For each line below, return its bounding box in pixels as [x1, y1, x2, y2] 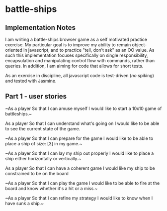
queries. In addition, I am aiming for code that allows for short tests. [5, 63, 144, 69]
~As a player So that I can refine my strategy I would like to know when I [5, 195, 153, 201]
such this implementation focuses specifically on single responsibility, [5, 52, 148, 58]
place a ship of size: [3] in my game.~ [5, 140, 83, 146]
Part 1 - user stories [5, 92, 67, 101]
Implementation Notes [5, 23, 76, 32]
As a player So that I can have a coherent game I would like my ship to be [5, 165, 155, 171]
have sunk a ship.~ [5, 200, 44, 206]
